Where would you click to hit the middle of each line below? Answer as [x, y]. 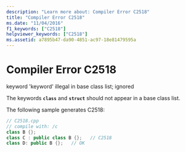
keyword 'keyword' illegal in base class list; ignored [70, 86]
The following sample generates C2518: [56, 110]
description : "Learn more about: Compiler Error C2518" [78, 12]
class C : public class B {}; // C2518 [59, 138]
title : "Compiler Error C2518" [46, 17]
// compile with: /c [32, 126]
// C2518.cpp [23, 121]
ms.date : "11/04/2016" [35, 23]
